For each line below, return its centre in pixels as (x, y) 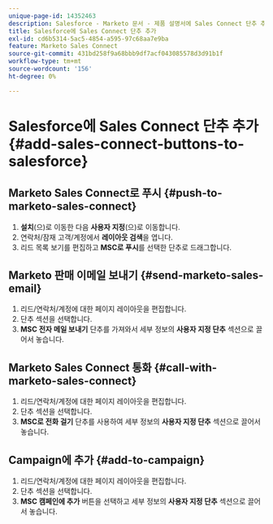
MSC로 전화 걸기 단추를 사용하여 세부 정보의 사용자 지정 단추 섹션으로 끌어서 (141, 422)
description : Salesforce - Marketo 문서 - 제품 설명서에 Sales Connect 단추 (133, 24)
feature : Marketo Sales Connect (63, 46)
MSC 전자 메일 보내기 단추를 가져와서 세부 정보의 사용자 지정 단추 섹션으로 (137, 329)
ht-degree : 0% (32, 76)
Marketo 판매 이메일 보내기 (73, 276)
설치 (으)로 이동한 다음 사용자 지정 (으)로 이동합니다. (100, 227)
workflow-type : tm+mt (45, 62)
